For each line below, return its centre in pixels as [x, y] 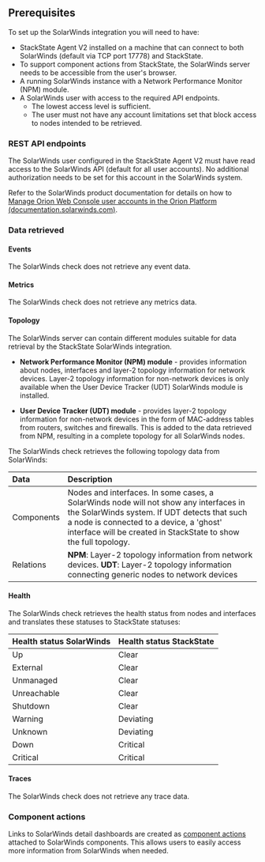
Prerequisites [42, 13]
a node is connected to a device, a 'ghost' [145, 522]
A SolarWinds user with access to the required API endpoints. [119, 97]
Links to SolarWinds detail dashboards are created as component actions [127, 834]
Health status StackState [166, 641]
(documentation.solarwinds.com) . [63, 210]
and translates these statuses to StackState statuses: [95, 622]
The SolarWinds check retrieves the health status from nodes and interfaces [132, 613]
